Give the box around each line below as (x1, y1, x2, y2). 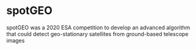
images (6, 37, 25, 44)
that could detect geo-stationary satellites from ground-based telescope (6, 30, 189, 37)
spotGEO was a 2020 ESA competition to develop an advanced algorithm (6, 24, 191, 31)
